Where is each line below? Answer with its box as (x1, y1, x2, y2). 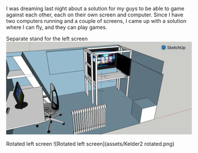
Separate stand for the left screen (6, 35, 88, 42)
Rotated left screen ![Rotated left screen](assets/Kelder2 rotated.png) (6, 141, 175, 147)
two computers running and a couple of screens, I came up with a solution (6, 18, 187, 24)
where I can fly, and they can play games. (6, 24, 107, 31)
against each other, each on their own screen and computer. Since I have (6, 11, 184, 18)
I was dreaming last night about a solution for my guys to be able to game (6, 5, 184, 12)
